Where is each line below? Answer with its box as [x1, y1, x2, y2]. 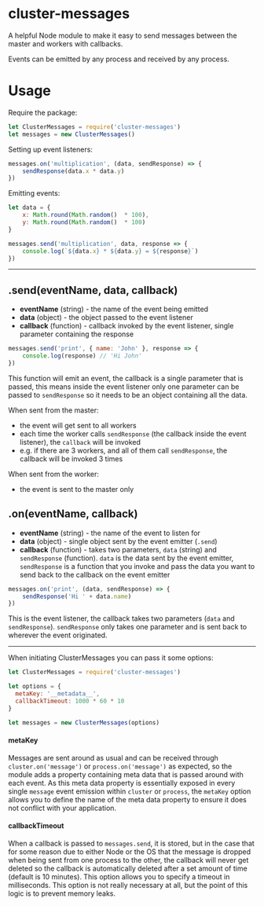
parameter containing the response [19, 329, 134, 339]
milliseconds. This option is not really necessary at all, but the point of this [8, 880, 248, 889]
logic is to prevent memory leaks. [8, 889, 116, 898]
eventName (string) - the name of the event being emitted [19, 304, 209, 314]
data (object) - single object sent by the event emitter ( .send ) [19, 536, 218, 546]
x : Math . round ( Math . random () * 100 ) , [22, 211, 149, 219]
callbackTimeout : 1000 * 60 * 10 [15, 697, 125, 705]
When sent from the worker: [8, 469, 100, 479]
